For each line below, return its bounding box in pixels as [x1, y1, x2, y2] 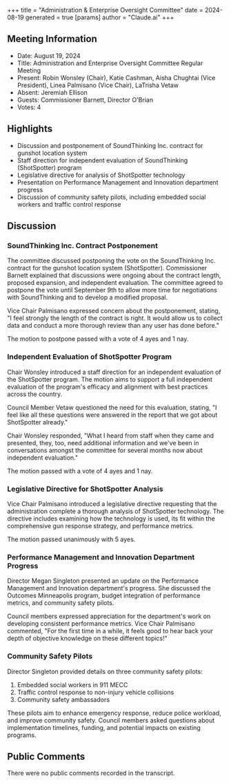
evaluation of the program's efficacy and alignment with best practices [7, 382, 208, 391]
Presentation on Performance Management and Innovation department [17, 178, 219, 186]
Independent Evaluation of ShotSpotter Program [7, 352, 172, 362]
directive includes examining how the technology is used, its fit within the [7, 514, 215, 523]
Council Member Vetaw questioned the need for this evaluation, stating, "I [7, 403, 217, 411]
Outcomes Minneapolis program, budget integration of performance [7, 591, 201, 600]
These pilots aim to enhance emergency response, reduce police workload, [7, 709, 222, 717]
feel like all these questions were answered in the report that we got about [7, 411, 218, 419]
